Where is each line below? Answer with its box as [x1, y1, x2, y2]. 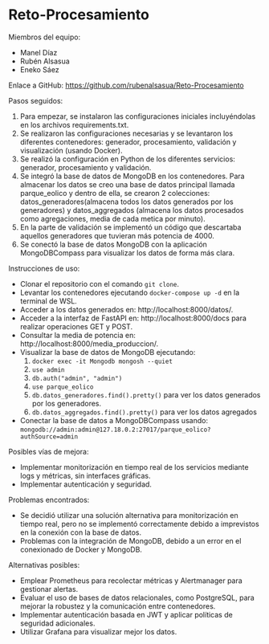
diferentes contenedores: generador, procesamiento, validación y [19, 137, 237, 146]
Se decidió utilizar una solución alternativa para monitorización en [19, 510, 238, 520]
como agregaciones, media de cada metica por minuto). [19, 214, 206, 223]
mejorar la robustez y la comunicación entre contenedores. [19, 601, 216, 611]
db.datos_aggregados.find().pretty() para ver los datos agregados [31, 407, 257, 417]
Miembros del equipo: [8, 32, 81, 42]
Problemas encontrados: [8, 495, 90, 504]
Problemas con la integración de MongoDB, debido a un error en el [19, 536, 242, 545]
